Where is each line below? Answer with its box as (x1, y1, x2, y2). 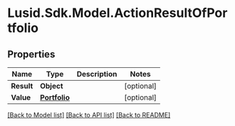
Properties (7, 48, 56, 60)
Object (40, 81, 63, 91)
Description (76, 69, 117, 79)
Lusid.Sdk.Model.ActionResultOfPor (7, 5, 228, 21)
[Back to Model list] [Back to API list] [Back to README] (7, 111, 171, 119)
